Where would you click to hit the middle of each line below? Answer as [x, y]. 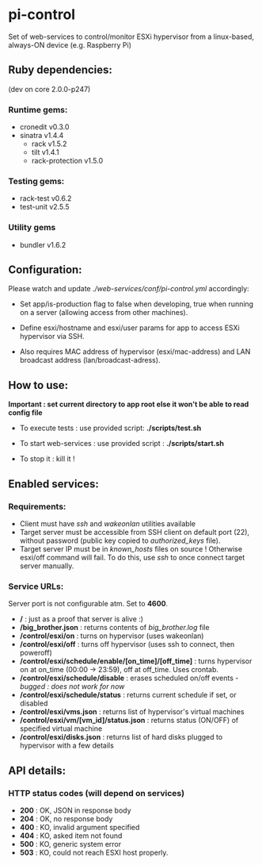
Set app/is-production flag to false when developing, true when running [137, 304]
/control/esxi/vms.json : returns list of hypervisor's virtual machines [132, 712]
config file [25, 413]
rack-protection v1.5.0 [67, 161]
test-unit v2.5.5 [44, 207]
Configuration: [45, 270]
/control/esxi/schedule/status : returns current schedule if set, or [128, 695]
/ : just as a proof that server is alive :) [82, 619]
